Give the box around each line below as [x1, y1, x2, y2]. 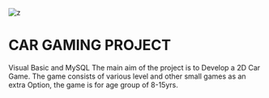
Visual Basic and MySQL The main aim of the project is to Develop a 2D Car [8, 62, 261, 72]
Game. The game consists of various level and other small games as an [8, 71, 246, 81]
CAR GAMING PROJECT [8, 36, 172, 54]
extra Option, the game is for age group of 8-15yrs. [8, 79, 178, 89]
